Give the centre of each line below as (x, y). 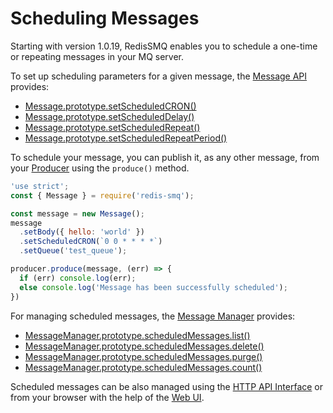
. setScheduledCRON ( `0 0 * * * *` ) (91, 242)
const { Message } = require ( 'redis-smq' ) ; (102, 195)
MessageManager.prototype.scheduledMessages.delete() (144, 346)
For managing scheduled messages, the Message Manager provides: (153, 316)
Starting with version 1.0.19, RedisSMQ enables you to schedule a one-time (164, 46)
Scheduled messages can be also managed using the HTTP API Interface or (167, 386)
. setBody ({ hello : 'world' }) (82, 232)
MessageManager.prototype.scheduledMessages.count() (143, 367)
